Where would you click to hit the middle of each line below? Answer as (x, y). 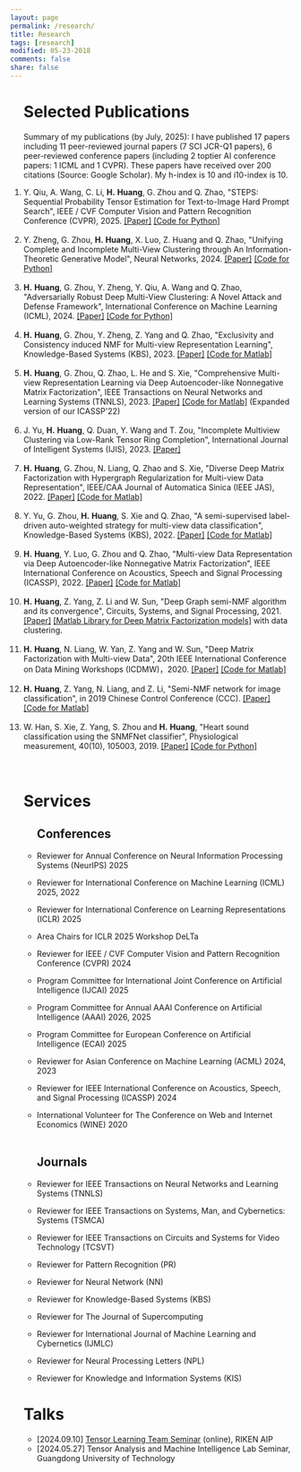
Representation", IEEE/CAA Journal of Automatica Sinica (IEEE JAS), (149, 487)
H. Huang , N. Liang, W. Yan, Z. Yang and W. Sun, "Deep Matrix (138, 649)
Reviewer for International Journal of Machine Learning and (146, 1334)
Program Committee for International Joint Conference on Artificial (159, 980)
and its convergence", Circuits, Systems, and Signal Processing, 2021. (152, 611)
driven (35, 525)
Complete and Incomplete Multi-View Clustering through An (133, 249)
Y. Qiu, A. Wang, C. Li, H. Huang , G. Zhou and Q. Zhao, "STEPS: (141, 192)
